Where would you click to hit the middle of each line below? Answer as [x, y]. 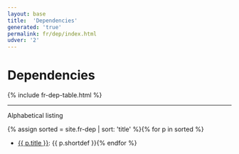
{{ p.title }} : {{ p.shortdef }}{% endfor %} [77, 143]
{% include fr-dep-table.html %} [55, 95]
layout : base [27, 14]
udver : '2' [23, 40]
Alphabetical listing [35, 116]
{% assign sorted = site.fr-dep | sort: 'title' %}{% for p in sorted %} [106, 129]
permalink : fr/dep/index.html [52, 34]
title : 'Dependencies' [43, 21]
